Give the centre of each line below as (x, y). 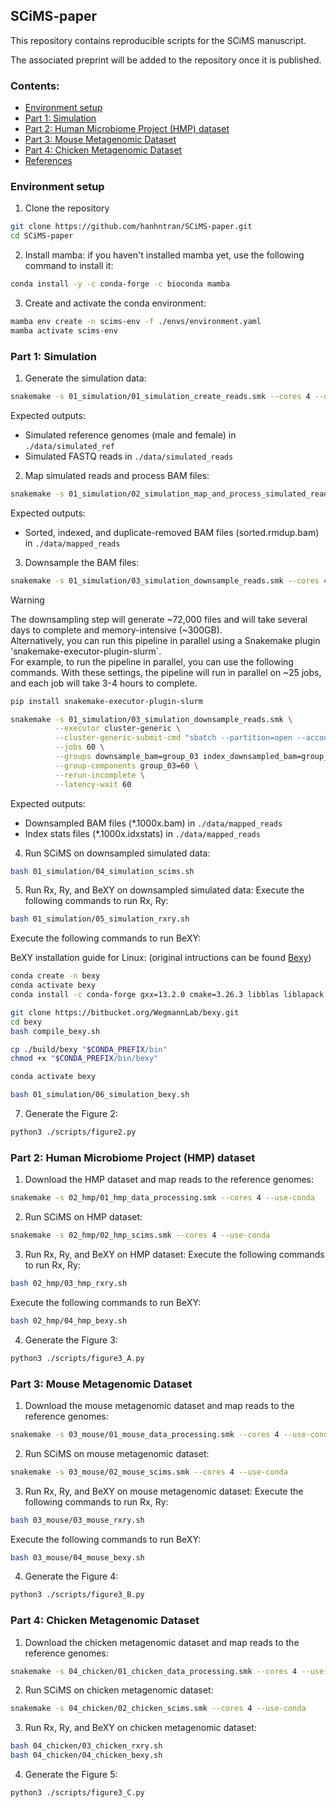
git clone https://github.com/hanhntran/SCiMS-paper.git (131, 227)
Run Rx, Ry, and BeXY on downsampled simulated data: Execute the (164, 890)
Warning (27, 600)
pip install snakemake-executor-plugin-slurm (106, 701)
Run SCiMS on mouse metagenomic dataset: (117, 1453)
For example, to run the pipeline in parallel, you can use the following (152, 661)
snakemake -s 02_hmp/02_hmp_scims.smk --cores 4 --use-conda (140, 1235)
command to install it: (69, 266)
